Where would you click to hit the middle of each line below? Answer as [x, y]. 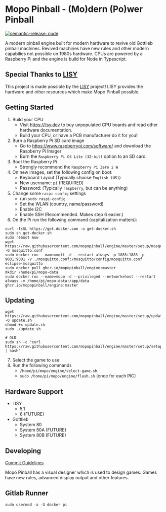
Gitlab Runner [27, 493]
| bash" [13, 351]
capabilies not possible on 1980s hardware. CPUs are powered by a [74, 54]
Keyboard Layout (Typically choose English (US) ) [70, 177]
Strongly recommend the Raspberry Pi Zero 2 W [69, 167]
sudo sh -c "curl [23, 342]
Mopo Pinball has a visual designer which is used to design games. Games [81, 472]
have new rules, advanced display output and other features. [67, 477]
